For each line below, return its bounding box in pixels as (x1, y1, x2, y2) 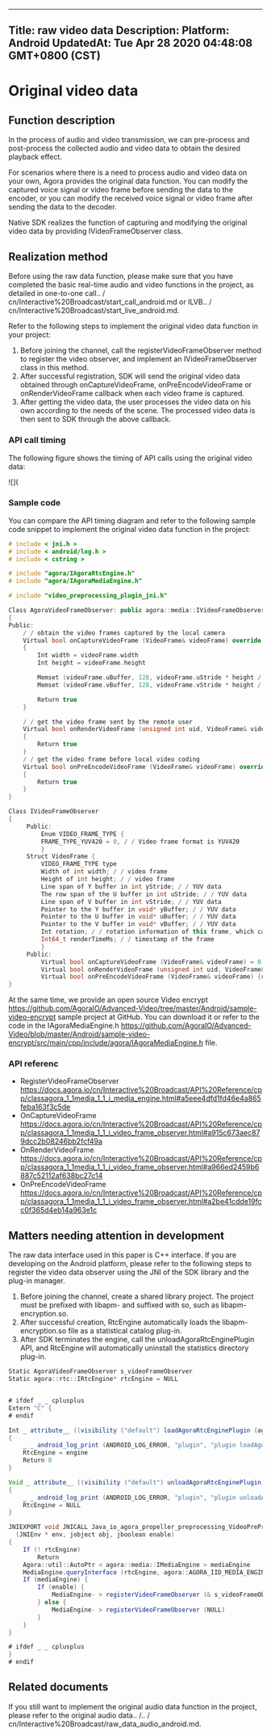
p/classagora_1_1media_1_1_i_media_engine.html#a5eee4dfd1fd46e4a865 (19, 1093, 262, 1104)
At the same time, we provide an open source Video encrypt (8, 995, 208, 1005)
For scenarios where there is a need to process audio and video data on (8, 167, 248, 178)
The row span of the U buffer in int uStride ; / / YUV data (40, 890, 248, 898)
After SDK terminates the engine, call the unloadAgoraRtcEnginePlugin (19, 1335, 255, 1345)
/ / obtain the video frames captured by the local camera (23, 628, 226, 637)
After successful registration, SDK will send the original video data (19, 371, 240, 381)
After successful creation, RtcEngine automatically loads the (19, 1317, 221, 1327)
